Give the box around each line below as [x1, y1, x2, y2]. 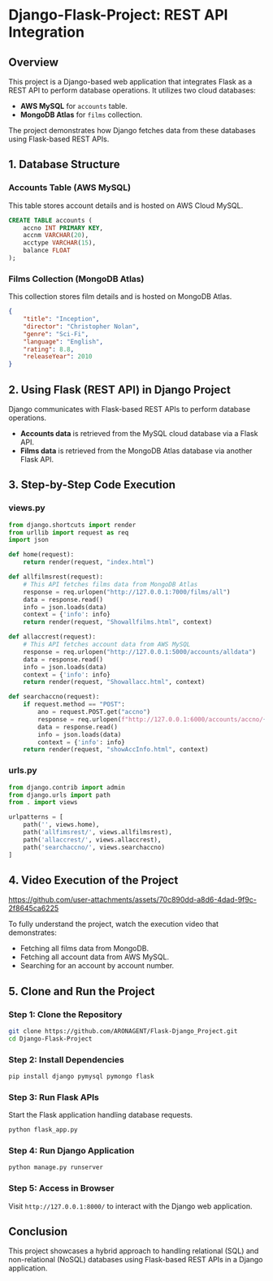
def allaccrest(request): [8, 633, 96, 641]
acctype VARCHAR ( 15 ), [23, 239, 96, 247]
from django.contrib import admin [8, 783, 126, 791]
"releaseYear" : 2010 [23, 353, 93, 361]
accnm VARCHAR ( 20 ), [23, 232, 89, 240]
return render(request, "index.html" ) [23, 558, 154, 566]
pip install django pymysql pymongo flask [8, 1072, 154, 1081]
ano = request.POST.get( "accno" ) [37, 708, 151, 716]
